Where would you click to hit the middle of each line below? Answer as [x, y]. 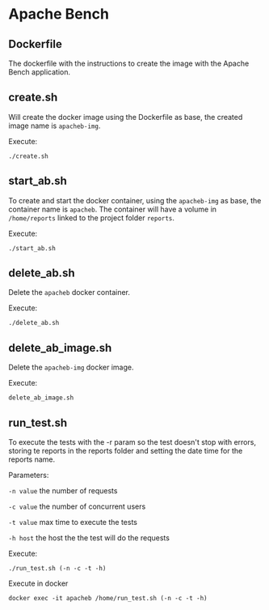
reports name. [32, 459]
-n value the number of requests [63, 491]
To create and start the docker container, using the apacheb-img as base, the [135, 200]
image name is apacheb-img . [55, 126]
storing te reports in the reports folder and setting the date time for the [126, 451]
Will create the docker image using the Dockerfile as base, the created [126, 117]
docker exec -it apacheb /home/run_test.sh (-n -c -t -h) [108, 599]
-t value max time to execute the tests [73, 523]
